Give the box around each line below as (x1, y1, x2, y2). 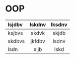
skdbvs (8, 37, 25, 44)
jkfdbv (30, 37, 45, 44)
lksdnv (51, 21, 68, 28)
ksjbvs (8, 29, 24, 36)
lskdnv (29, 21, 46, 28)
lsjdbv (8, 21, 23, 28)
